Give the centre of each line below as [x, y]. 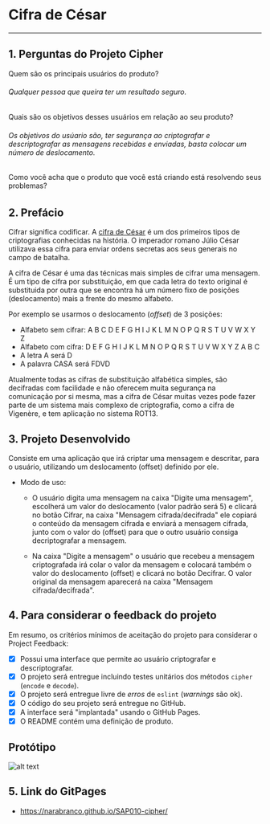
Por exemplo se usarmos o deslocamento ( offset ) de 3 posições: [115, 314]
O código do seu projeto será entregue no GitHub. [103, 703]
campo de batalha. [39, 258]
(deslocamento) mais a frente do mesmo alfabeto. [91, 299]
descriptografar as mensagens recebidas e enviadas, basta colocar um [128, 144]
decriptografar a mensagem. [79, 540]
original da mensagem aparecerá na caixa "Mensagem [123, 581]
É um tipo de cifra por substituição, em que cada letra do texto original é [128, 282]
